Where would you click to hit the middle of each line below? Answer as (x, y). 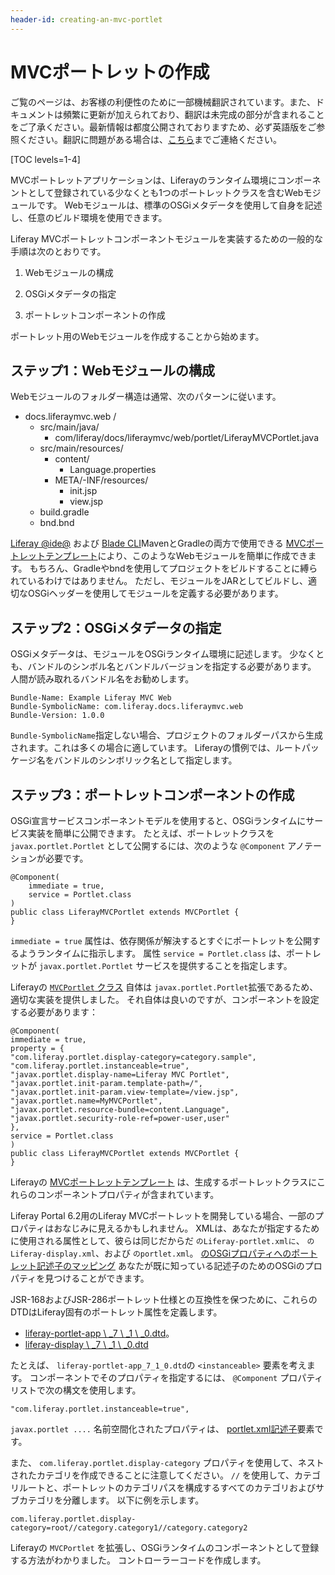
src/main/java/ (69, 427)
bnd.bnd (57, 523)
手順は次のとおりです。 (58, 251)
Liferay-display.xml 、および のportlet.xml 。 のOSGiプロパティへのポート (164, 1253)
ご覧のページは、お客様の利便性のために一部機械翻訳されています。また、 (163, 102)
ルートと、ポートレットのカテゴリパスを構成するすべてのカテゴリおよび (167, 1487)
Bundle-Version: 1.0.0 (57, 716)
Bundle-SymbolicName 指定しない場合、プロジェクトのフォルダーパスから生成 (166, 735)
